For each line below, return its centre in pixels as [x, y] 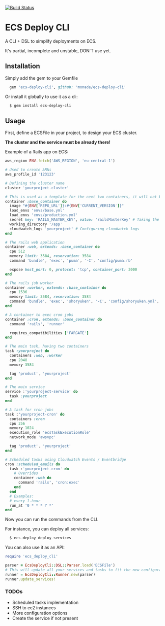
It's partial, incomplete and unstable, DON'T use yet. [58, 51]
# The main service [25, 387]
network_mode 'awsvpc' [33, 437]
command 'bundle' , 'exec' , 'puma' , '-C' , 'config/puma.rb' [71, 261]
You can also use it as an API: [35, 548]
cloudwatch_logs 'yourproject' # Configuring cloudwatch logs [74, 229]
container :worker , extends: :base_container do [56, 288]
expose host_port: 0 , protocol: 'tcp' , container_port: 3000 [73, 269]
